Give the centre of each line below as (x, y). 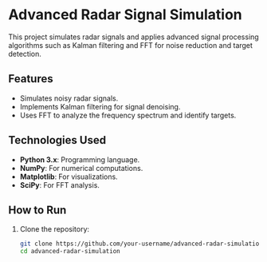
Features (31, 79)
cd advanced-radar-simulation (70, 252)
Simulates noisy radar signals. (69, 98)
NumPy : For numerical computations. (81, 168)
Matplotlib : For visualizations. (69, 177)
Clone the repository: (55, 229)
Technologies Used (57, 140)
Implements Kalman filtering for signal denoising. (100, 106)
